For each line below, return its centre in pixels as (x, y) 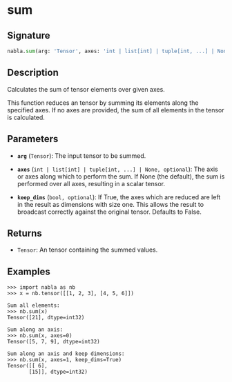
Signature (29, 36)
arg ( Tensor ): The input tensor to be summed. (81, 155)
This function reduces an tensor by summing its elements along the (103, 103)
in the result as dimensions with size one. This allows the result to (110, 204)
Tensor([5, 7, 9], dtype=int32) (54, 342)
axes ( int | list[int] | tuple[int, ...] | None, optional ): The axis (118, 169)
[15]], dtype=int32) (58, 372)
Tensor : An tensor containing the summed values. (87, 250)
